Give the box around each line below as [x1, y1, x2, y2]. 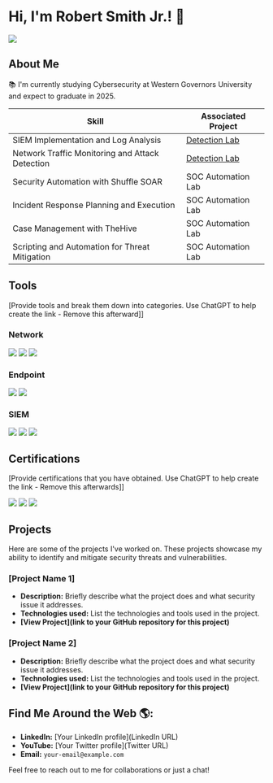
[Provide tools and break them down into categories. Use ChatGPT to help [8, 300, 257, 310]
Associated [201, 110, 246, 121]
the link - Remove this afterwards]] [8, 482, 124, 492]
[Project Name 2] [8, 637, 77, 649]
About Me [8, 57, 59, 72]
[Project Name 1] [8, 573, 76, 584]
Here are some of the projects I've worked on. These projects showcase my [8, 544, 262, 554]
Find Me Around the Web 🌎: [8, 707, 154, 720]
